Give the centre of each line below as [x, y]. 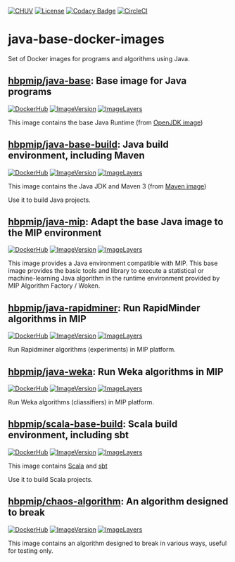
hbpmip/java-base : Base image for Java [97, 81]
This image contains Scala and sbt [58, 466]
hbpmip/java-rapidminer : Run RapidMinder [104, 308]
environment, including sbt [69, 435]
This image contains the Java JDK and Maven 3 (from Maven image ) [107, 186]
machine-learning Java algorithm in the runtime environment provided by [114, 279]
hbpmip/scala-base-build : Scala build [93, 424]
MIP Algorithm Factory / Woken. [54, 286]
